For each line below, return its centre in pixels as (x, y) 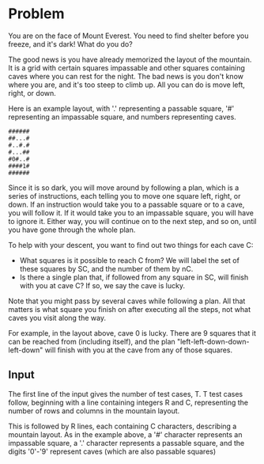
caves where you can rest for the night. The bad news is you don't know (126, 76)
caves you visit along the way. (57, 318)
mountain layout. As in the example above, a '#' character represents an (125, 434)
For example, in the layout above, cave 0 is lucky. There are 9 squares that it (132, 333)
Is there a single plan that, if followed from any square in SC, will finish (134, 277)
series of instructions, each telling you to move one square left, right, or (124, 196)
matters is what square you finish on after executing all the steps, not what (130, 309)
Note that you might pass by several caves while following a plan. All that (127, 301)
